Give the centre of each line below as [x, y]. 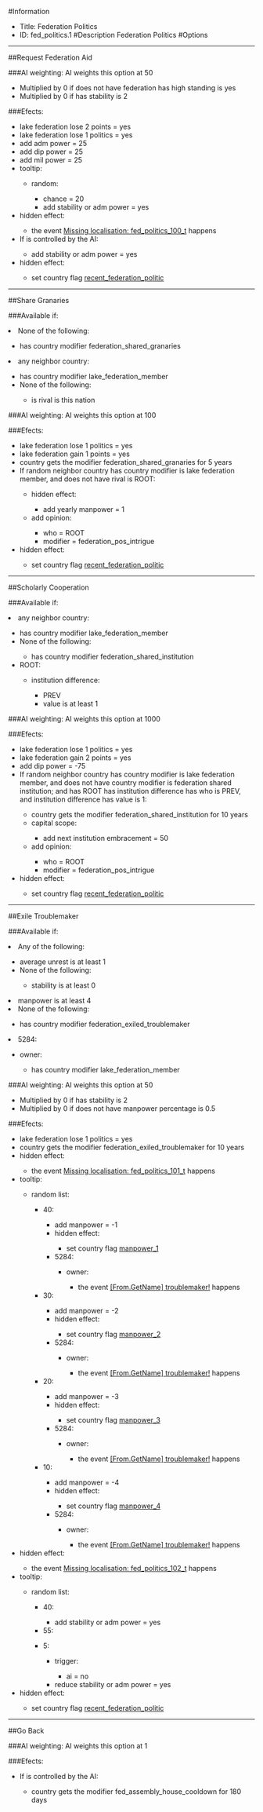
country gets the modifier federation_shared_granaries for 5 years [126, 462]
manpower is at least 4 [55, 1001]
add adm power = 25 [53, 143]
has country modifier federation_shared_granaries [100, 346]
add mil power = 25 [51, 160]
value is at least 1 [70, 703]
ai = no [77, 1676]
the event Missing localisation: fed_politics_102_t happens [124, 1568]
